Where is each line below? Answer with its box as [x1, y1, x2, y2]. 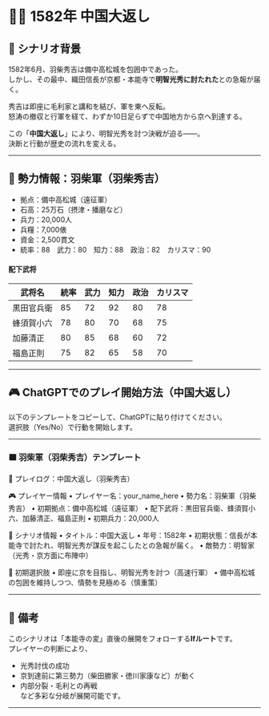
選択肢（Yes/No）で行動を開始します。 [8, 422, 138, 431]
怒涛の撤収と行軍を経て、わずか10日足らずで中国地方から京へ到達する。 [8, 111, 247, 121]
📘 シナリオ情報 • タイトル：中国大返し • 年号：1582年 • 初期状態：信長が [8, 531, 251, 540]
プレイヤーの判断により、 [8, 643, 92, 653]
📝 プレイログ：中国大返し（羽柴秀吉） [8, 474, 134, 483]
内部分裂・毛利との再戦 [19, 681, 98, 690]
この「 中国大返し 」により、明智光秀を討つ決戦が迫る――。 [8, 129, 205, 138]
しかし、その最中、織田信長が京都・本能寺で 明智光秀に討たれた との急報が [8, 75, 254, 84]
